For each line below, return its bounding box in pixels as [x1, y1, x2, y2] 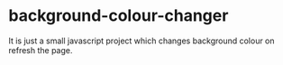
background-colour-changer [8, 5, 229, 26]
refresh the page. [8, 44, 73, 55]
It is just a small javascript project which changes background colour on [8, 35, 276, 46]
